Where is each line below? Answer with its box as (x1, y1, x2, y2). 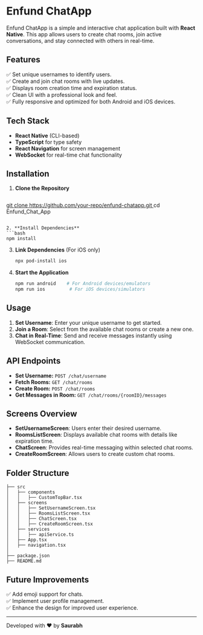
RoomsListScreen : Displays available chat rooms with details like (14, 431, 178, 438)
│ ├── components (6, 489, 56, 495)
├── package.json (6, 553, 50, 559)
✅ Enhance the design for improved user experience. (6, 604, 138, 611)
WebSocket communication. (14, 338, 86, 345)
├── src (6, 484, 26, 490)
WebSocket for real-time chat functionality (14, 151, 123, 158)
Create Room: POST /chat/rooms (14, 385, 95, 392)
